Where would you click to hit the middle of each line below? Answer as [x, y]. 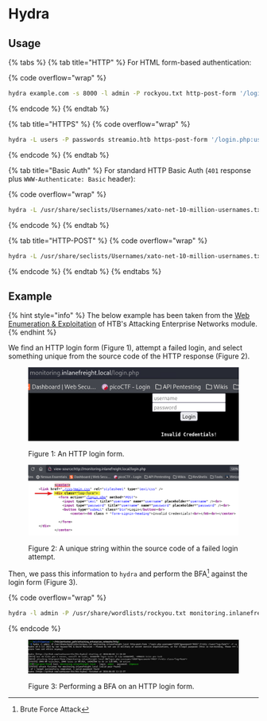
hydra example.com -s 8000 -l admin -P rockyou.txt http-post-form [122, 93]
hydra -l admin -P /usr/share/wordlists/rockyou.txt [97, 613]
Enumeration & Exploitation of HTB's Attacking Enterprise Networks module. [133, 324]
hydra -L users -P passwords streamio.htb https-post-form [108, 139]
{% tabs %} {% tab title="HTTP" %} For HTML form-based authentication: [130, 62]
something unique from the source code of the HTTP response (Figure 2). [129, 356]
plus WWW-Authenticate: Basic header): [72, 178]
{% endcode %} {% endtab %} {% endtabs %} [85, 271]
